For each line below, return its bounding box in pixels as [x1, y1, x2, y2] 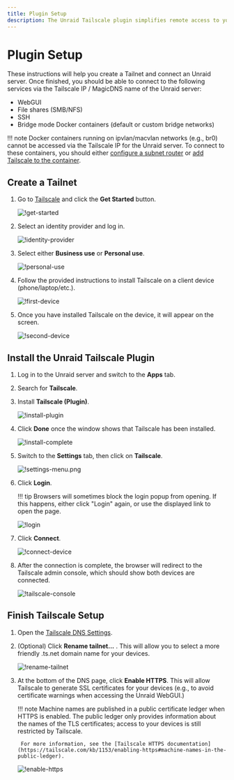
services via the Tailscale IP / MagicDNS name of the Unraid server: [7, 84, 202, 93]
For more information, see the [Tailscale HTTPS [20, 740, 165, 747]
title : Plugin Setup [7, 10, 68, 17]
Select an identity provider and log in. [17, 222, 125, 230]
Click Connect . [17, 534, 61, 543]
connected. [17, 576, 51, 584]
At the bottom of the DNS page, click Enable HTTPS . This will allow [17, 676, 210, 684]
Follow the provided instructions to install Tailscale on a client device [17, 277, 214, 285]
